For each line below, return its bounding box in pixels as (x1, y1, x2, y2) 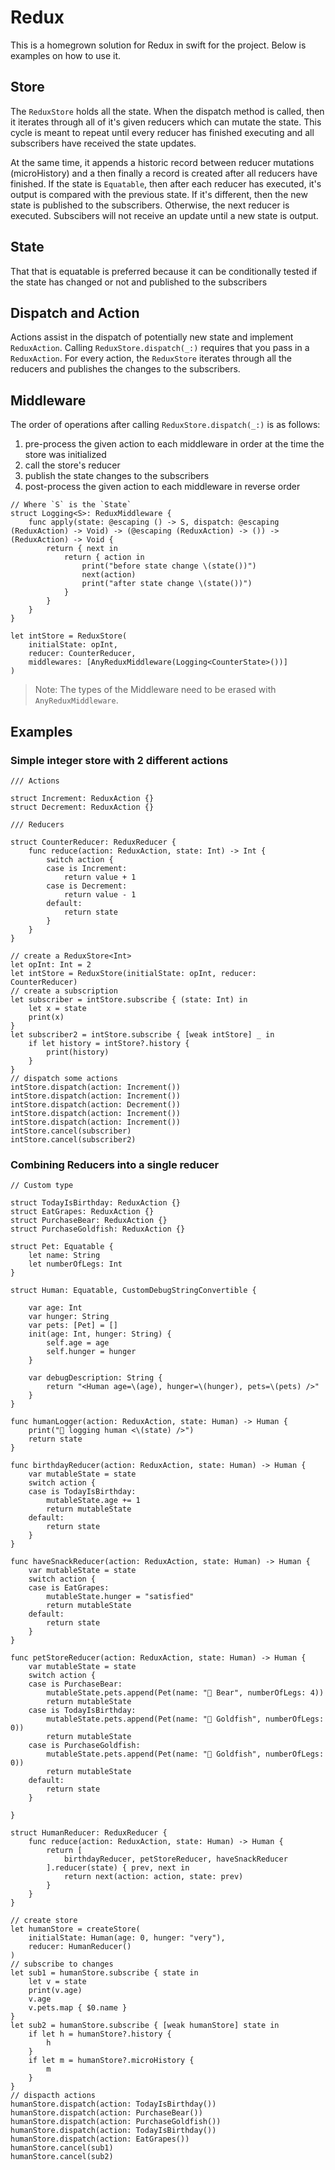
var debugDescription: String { (28, 1373, 163, 1383)
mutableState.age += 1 (46, 1496, 141, 1506)
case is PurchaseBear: (28, 1679, 123, 1690)
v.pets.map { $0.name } (28, 2003, 128, 2013)
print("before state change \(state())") (81, 561, 257, 571)
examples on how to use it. (10, 49, 122, 61)
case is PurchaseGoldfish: (28, 1741, 141, 1751)
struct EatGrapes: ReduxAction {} (10, 1207, 155, 1217)
